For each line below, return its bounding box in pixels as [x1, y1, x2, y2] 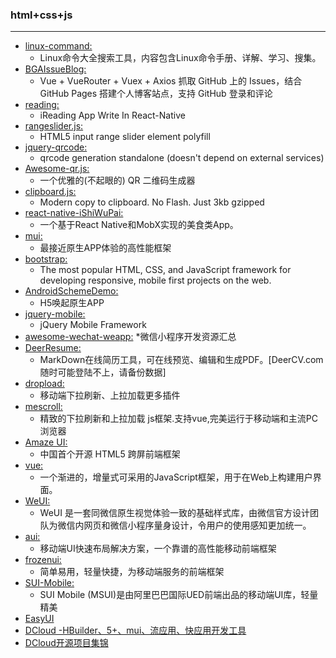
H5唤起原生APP [39, 297, 105, 309]
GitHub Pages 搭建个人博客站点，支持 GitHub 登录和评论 [39, 88, 273, 100]
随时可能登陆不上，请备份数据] [39, 366, 167, 378]
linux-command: [24, 40, 93, 52]
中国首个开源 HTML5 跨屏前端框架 [39, 448, 181, 460]
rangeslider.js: [24, 120, 84, 132]
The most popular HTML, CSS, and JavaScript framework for [39, 264, 292, 276]
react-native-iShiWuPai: [24, 207, 124, 219]
